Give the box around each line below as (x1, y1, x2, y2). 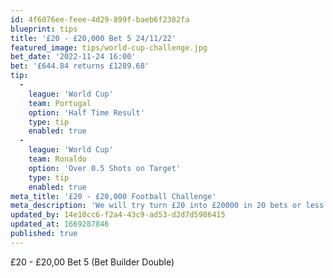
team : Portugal (28, 98, 92, 108)
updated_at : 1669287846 (10, 219, 110, 230)
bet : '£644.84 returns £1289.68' (10, 61, 150, 71)
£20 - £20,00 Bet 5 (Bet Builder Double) (10, 256, 175, 268)
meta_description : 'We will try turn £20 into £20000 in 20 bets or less (10, 201, 325, 211)
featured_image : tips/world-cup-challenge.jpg (10, 42, 208, 53)
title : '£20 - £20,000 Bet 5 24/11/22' (10, 33, 177, 43)
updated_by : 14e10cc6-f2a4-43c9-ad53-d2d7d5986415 (10, 210, 226, 220)
